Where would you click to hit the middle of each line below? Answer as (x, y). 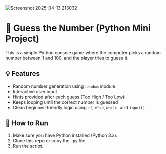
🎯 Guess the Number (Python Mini (78, 28)
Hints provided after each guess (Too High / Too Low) (69, 97)
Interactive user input (35, 91)
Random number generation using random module (64, 86)
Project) (22, 39)
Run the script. (28, 146)
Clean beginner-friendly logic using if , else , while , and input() (79, 107)
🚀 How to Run (27, 123)
